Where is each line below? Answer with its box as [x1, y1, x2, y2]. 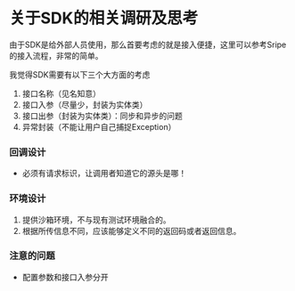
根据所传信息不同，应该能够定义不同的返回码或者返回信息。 [21, 225, 242, 236]
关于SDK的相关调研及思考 [9, 8, 199, 28]
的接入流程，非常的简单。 [9, 50, 103, 61]
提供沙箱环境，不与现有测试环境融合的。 [21, 214, 171, 225]
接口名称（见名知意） [21, 88, 101, 99]
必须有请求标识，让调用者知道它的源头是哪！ [21, 168, 187, 179]
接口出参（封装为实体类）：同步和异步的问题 [21, 110, 183, 121]
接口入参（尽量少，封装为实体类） [21, 99, 148, 109]
